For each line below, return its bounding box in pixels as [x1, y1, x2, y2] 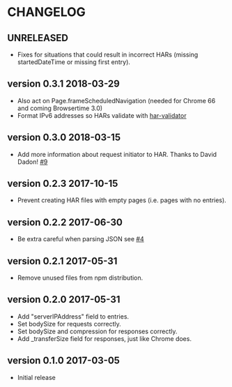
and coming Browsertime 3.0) [17, 104, 103, 112]
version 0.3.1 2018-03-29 [7, 78, 120, 90]
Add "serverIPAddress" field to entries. [17, 312, 130, 321]
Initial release [17, 373, 56, 381]
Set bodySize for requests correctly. [17, 319, 122, 328]
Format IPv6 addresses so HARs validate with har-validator [17, 111, 187, 119]
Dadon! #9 [17, 158, 48, 166]
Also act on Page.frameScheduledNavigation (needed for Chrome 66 [17, 96, 216, 105]
